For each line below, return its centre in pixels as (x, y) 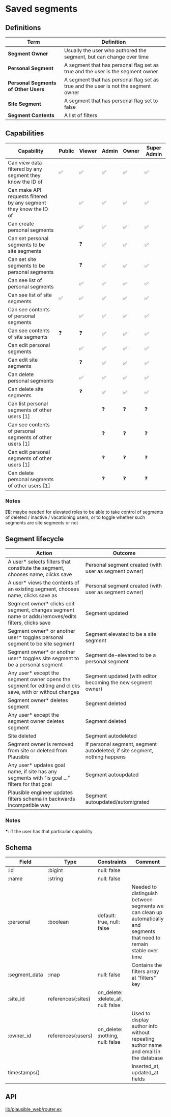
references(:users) (70, 1036)
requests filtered (27, 196)
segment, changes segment (41, 610)
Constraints (112, 862)
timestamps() (24, 1073)
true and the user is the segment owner (111, 71)
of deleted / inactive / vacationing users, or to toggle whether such (75, 517)
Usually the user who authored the (105, 50)
